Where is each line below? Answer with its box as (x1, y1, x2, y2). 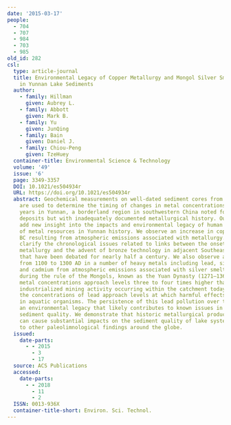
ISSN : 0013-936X (13, 401, 60, 408)
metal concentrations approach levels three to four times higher (19, 279, 214, 286)
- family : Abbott (19, 106, 69, 113)
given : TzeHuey (25, 151, 69, 158)
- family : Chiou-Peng (19, 145, 81, 152)
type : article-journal (13, 68, 78, 74)
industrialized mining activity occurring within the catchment (19, 285, 208, 293)
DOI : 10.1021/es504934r (13, 183, 81, 190)
